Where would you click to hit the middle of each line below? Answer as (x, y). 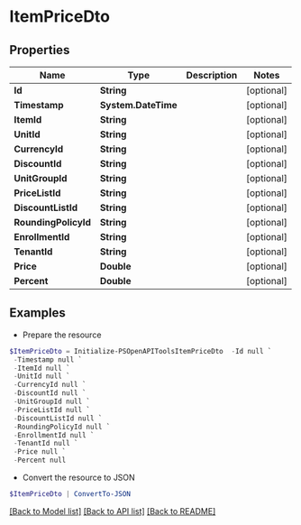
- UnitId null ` (41, 376)
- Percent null (40, 461)
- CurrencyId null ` (50, 385)
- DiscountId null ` (50, 393)
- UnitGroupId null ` (52, 402)
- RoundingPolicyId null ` (62, 427)
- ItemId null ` (41, 368)
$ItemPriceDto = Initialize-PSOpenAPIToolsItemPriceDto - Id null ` (141, 351)
